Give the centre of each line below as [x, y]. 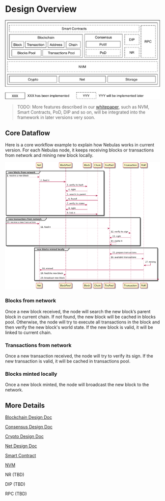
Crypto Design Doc [25, 436]
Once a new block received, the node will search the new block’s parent [78, 311]
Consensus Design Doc [29, 427]
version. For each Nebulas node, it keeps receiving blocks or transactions [80, 150]
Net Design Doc [21, 446]
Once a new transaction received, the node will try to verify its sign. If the [79, 356]
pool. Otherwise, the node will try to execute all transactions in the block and [82, 322]
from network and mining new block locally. [49, 155]
